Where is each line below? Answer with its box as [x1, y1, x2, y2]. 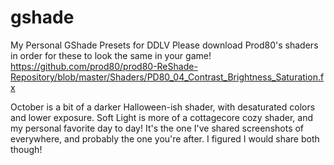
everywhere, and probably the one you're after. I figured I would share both [10, 132, 320, 145]
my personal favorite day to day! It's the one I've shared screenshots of [10, 122, 305, 134]
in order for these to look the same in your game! [10, 49, 212, 61]
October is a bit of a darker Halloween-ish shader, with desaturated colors [10, 101, 316, 113]
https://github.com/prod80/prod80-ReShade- [10, 60, 198, 72]
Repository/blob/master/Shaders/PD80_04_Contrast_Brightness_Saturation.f [10, 71, 325, 83]
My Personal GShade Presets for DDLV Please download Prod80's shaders [10, 39, 319, 51]
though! [10, 143, 43, 155]
